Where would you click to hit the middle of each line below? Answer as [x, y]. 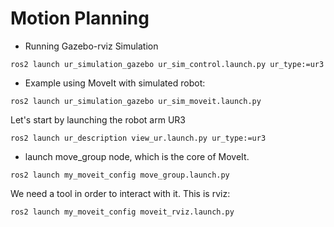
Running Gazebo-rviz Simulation [91, 46]
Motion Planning [80, 18]
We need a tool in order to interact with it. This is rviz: [120, 193]
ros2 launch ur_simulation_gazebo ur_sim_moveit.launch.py [136, 101]
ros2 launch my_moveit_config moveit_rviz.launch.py [122, 212]
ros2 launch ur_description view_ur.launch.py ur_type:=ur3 [138, 138]
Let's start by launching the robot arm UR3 [98, 119]
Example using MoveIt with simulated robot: [115, 83]
